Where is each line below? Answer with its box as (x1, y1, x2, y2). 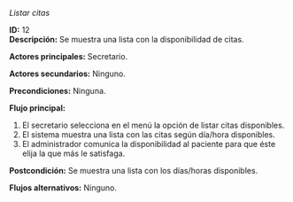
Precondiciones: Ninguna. (9, 86, 106, 96)
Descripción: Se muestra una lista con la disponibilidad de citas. (9, 35, 245, 44)
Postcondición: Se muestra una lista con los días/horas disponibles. (9, 166, 258, 175)
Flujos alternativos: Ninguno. (9, 183, 118, 193)
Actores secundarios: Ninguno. (9, 68, 126, 79)
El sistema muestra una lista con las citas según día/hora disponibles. (21, 129, 276, 140)
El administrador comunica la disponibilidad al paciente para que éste (21, 139, 276, 149)
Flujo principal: (9, 103, 66, 113)
